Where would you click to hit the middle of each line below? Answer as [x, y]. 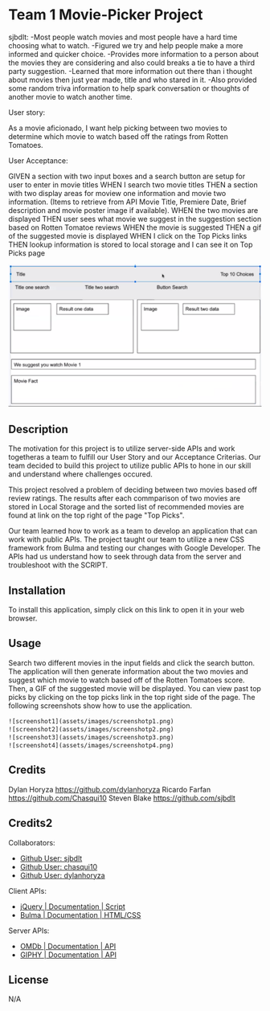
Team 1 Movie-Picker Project [106, 15]
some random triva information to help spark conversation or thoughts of [129, 88]
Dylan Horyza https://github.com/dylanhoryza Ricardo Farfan [110, 789]
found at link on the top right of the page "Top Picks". [96, 515]
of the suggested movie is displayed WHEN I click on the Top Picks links [128, 235]
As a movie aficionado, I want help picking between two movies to [118, 128]
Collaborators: [32, 842]
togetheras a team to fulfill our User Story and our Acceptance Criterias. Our [135, 457]
